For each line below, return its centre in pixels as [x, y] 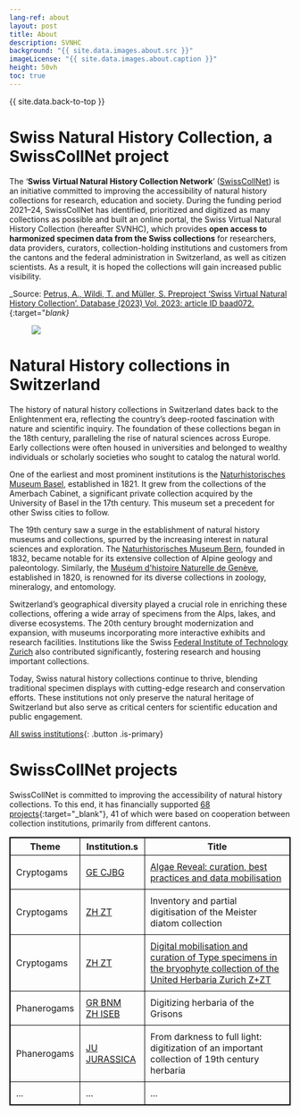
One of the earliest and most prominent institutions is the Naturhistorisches [147, 474]
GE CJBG [105, 872]
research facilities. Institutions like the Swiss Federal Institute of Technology [149, 642]
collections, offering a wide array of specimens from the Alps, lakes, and [142, 613]
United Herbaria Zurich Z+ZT [211, 979]
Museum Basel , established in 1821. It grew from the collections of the [137, 483]
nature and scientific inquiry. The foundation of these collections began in [145, 428]
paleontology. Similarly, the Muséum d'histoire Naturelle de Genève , [134, 567]
